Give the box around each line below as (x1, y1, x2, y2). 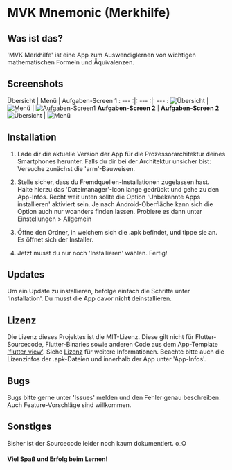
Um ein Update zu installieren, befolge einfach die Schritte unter (7, 287, 190, 296)
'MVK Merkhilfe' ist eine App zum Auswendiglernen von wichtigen (7, 51, 196, 59)
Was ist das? (7, 33, 64, 44)
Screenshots (7, 78, 64, 90)
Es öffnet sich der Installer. (17, 235, 93, 244)
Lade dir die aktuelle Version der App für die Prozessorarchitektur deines (17, 150, 226, 158)
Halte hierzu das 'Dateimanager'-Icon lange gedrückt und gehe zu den (17, 185, 220, 193)
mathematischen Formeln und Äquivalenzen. (7, 58, 135, 66)
